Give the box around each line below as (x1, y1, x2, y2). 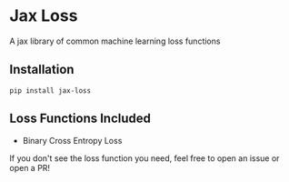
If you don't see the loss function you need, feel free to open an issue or (9, 152, 280, 164)
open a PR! (9, 162, 51, 173)
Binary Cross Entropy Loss (22, 135, 123, 146)
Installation (9, 62, 75, 77)
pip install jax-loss (9, 86, 92, 96)
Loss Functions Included (9, 111, 152, 126)
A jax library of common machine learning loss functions (9, 35, 221, 46)
